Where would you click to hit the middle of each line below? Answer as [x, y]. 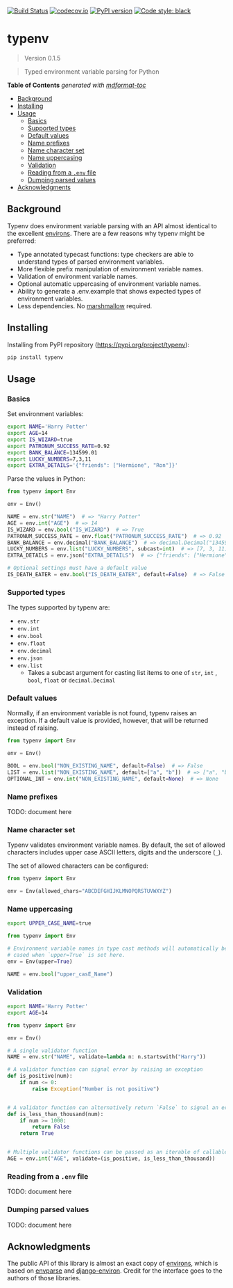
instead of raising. [33, 728]
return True [37, 1134]
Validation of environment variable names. [77, 276]
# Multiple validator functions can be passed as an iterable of [103, 1152]
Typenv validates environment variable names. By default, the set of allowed [116, 845]
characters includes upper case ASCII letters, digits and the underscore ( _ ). [115, 852]
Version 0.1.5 [42, 58]
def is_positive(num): [40, 1076]
